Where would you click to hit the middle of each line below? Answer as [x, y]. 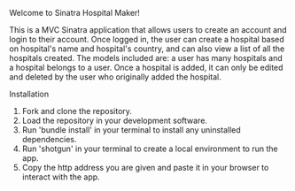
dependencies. [49, 139]
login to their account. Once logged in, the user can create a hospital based [147, 39]
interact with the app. [61, 177]
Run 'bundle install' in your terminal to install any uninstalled [131, 130]
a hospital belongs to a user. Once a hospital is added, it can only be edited [146, 67]
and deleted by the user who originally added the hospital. [115, 77]
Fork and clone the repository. [77, 111]
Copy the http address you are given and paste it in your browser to [145, 168]
